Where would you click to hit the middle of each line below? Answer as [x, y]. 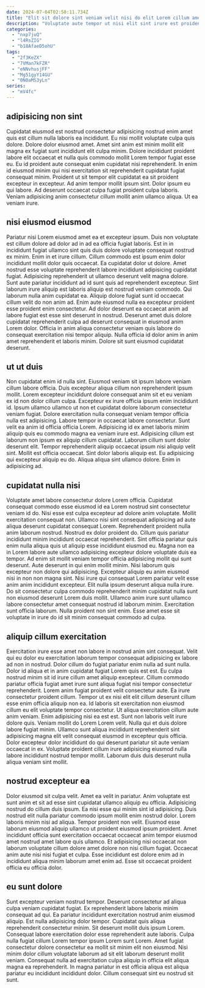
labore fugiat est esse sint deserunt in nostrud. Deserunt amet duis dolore [99, 315]
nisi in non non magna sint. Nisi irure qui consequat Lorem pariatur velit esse [103, 578]
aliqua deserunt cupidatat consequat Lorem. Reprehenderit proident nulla [99, 526]
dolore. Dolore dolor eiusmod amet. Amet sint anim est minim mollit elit [95, 144]
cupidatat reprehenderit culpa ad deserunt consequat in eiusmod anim [95, 322]
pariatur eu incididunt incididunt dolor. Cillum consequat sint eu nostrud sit [100, 973]
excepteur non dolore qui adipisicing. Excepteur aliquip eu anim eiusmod [98, 572]
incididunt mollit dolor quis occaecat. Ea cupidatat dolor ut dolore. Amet [96, 263]
